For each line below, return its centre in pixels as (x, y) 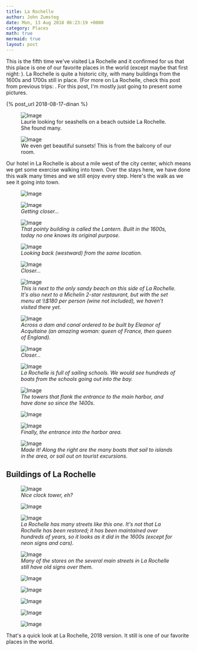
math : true (19, 34)
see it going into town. (33, 182)
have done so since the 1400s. (58, 403)
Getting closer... (40, 211)
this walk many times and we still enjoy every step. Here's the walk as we (95, 176)
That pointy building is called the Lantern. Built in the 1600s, (94, 229)
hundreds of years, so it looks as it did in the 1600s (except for (96, 537)
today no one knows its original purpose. (71, 235)
